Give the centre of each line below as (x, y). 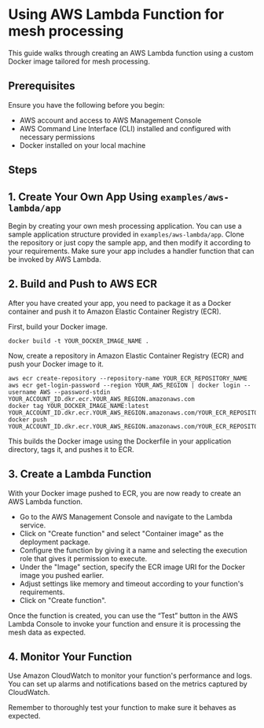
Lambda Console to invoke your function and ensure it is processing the (125, 623)
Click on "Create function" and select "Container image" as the (121, 533)
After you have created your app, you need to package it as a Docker (120, 303)
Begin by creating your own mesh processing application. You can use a (125, 226)
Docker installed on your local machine (82, 145)
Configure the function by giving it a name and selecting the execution (133, 550)
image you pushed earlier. (62, 575)
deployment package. (55, 542)
